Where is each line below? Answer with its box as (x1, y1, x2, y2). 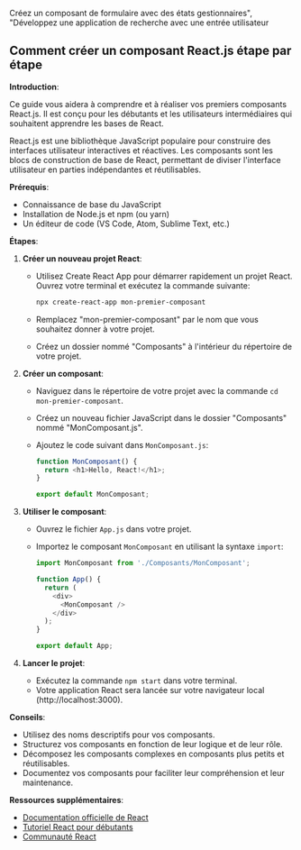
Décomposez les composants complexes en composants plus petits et (22, 748, 285, 760)
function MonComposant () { (35, 457, 138, 466)
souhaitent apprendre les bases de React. (9, 117, 164, 129)
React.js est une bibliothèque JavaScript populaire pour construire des (9, 135, 271, 146)
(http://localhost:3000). (35, 694, 123, 706)
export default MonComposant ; (35, 490, 150, 499)
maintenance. (22, 777, 74, 788)
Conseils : (9, 712, 46, 723)
